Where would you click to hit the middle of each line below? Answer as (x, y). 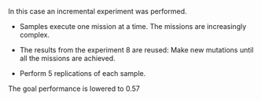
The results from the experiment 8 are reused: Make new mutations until (136, 50)
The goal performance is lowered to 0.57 (74, 88)
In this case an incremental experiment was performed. (97, 11)
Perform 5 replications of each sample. (83, 73)
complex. (34, 35)
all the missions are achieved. (67, 58)
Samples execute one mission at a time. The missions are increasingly (133, 26)
